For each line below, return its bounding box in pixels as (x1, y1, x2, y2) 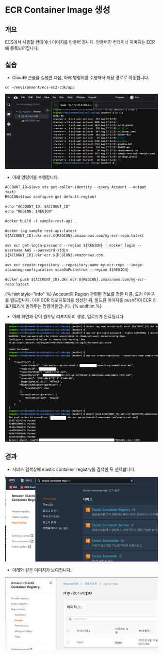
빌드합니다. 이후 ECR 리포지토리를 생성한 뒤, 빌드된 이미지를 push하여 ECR (10, 297, 152, 303)
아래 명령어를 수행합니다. (12, 174, 59, 180)
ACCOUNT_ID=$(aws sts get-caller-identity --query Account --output (5, 184, 147, 190)
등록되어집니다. (10, 45, 39, 51)
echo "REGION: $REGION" (5, 209, 53, 214)
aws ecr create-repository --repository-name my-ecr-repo (5, 262, 125, 267)
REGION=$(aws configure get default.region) (5, 194, 97, 199)
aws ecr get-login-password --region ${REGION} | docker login (5, 243, 136, 248)
